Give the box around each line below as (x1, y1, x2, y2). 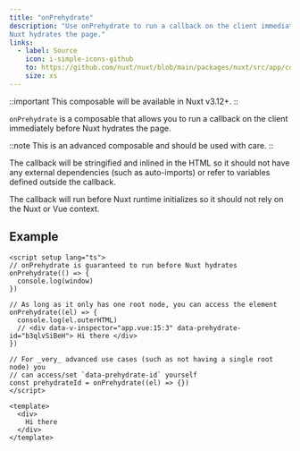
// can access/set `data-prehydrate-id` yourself (9, 370, 198, 379)
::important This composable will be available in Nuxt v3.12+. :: (9, 96, 239, 106)
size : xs (25, 72, 58, 81)
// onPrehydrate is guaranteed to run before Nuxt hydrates (9, 260, 238, 269)
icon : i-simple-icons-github (25, 55, 134, 64)
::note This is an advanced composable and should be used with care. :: (9, 140, 274, 150)
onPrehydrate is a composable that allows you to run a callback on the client (9, 113, 288, 123)
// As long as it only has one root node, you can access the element (9, 300, 278, 309)
